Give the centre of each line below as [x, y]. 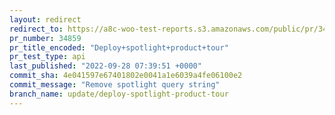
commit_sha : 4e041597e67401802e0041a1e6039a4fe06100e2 [126, 76]
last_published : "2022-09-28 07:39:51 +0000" [105, 66]
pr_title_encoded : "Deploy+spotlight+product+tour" [119, 47]
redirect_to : [36, 29]
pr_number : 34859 [45, 38]
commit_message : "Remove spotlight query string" [115, 85]
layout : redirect [45, 19]
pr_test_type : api [47, 57]
